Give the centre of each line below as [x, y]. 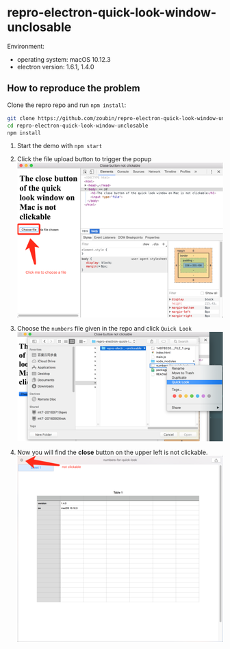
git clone [21, 118]
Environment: [26, 46]
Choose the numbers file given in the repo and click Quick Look [104, 328]
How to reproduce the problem [74, 88]
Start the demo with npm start [60, 146]
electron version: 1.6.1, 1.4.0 [55, 67]
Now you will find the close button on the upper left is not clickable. [112, 452]
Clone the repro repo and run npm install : [67, 105]
